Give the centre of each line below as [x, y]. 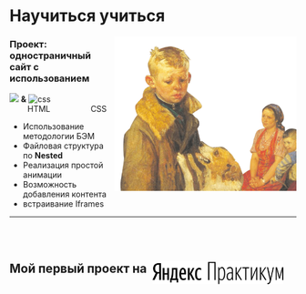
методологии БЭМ [59, 137]
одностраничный [50, 56]
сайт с [24, 67]
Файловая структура [63, 146]
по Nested [43, 156]
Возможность [50, 185]
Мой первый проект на [78, 268]
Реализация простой [63, 166]
